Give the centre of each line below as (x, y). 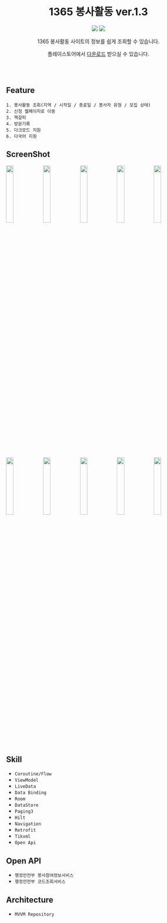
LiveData (25, 787)
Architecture (30, 900)
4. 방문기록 (18, 124)
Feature (21, 90)
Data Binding (30, 793)
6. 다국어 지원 (21, 136)
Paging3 (24, 812)
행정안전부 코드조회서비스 (40, 882)
